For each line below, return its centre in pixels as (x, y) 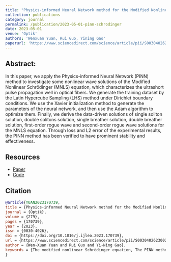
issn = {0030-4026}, (27, 231)
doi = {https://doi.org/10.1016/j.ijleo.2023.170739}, (65, 236)
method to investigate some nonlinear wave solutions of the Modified (78, 82)
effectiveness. (20, 141)
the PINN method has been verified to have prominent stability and (75, 136)
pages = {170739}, (25, 221)
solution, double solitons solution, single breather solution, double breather (84, 119)
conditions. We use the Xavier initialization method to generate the (75, 103)
